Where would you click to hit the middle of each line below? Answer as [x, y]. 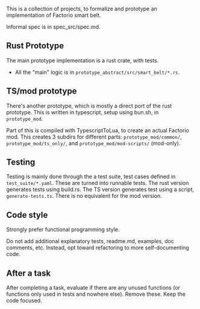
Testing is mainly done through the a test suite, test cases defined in [91, 177]
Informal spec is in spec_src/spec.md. [53, 27]
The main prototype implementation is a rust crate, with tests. [83, 60]
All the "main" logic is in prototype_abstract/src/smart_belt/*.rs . [97, 72]
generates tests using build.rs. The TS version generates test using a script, [100, 189]
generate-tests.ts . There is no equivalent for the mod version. [84, 196]
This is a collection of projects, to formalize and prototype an [82, 9]
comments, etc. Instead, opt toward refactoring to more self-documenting [98, 248]
